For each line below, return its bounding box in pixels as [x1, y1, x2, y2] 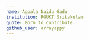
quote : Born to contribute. [6, 19, 76, 25]
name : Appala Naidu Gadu [6, 8, 68, 15]
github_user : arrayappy [6, 25, 65, 31]
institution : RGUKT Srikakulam [6, 14, 84, 20]
